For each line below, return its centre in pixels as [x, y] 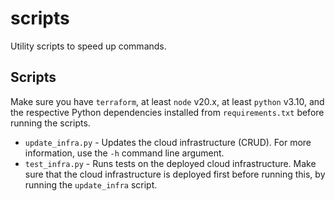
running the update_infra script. [91, 184]
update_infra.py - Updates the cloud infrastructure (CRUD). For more [168, 142]
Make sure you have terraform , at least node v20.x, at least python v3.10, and [167, 101]
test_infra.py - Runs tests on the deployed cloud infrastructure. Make [170, 163]
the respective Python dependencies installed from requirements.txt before [167, 112]
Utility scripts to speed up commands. [88, 46]
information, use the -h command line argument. [124, 153]
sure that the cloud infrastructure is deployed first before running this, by [175, 174]
